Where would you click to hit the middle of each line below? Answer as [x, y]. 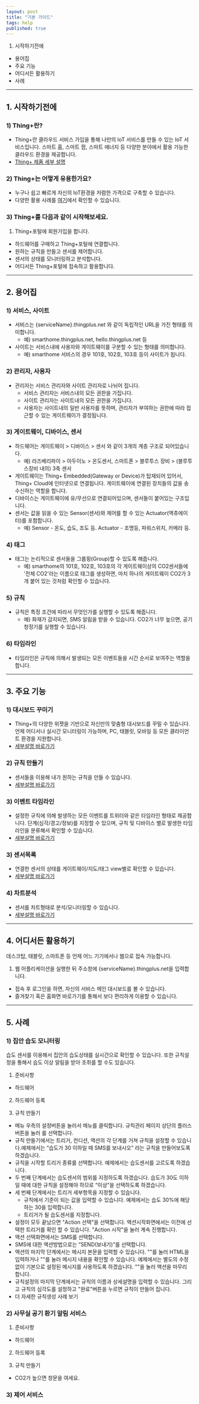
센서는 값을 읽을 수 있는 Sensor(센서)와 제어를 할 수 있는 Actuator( [92, 513]
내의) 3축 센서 [56, 468]
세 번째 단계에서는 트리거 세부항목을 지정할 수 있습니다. [78, 1192]
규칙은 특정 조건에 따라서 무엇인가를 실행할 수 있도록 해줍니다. [86, 612]
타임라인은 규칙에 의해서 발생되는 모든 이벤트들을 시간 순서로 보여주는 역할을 [102, 658]
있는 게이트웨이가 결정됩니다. [74, 415]
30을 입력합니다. [54, 1207]
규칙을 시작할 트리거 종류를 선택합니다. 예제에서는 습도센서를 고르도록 [94, 1163]
